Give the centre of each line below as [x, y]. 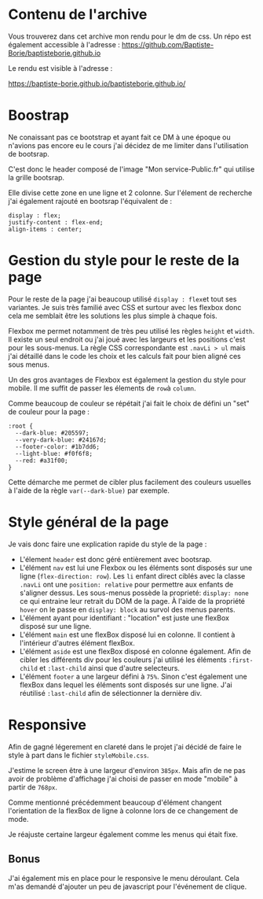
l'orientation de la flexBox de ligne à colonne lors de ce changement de [123, 810]
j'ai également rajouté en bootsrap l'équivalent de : [90, 201]
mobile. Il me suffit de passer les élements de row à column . [102, 388]
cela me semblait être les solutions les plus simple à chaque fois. [113, 316]
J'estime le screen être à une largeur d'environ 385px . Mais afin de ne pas [127, 770]
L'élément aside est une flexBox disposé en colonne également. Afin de [135, 651]
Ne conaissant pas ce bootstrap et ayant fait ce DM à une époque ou [119, 137]
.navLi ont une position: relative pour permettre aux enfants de [126, 584]
